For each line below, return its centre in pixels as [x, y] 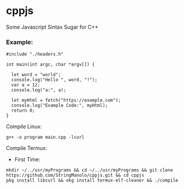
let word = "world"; [36, 75]
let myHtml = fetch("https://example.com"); [66, 101]
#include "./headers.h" [35, 54]
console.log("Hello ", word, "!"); [54, 80]
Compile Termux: [27, 148]
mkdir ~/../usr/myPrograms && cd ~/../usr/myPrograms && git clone [90, 170]
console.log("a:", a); [39, 90]
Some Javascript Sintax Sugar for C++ [52, 27]
